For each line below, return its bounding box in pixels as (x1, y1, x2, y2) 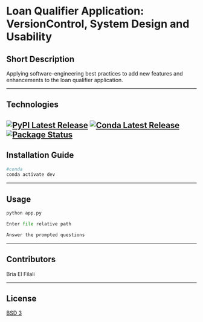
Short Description (6, 54, 75, 64)
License (6, 293, 37, 303)
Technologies (6, 100, 59, 110)
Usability (6, 30, 53, 43)
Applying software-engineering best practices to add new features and (6, 70, 183, 77)
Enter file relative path (6, 221, 71, 227)
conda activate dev (6, 172, 56, 178)
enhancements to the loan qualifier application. (6, 77, 124, 83)
